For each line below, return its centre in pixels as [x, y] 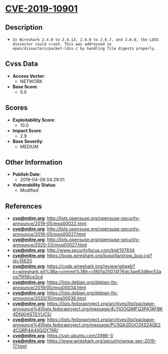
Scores [17, 108]
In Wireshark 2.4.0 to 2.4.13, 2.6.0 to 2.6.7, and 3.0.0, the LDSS [86, 40]
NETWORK [31, 81]
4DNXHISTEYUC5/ [32, 314]
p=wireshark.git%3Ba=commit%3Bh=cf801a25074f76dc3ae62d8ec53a [87, 272]
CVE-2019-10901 [42, 9]
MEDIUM [29, 147]
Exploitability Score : [34, 120]
